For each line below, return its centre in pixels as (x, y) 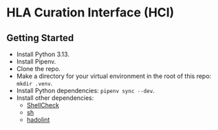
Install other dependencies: (55, 98)
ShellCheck (43, 105)
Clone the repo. (39, 69)
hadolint (38, 120)
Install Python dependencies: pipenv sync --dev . (86, 91)
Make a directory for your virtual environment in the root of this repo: (114, 76)
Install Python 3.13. (43, 54)
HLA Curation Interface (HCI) (90, 13)
